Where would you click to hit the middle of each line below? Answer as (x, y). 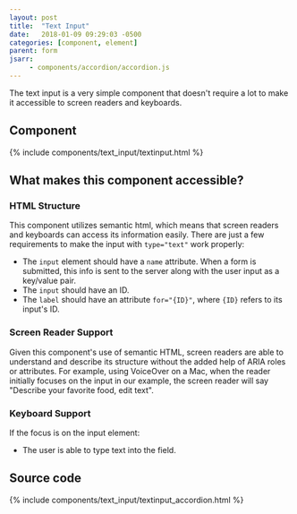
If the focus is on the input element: (75, 433)
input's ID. (41, 309)
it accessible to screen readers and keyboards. (96, 102)
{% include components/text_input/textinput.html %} (106, 152)
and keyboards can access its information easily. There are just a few (137, 235)
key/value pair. (49, 281)
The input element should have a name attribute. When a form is (139, 261)
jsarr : (21, 59)
